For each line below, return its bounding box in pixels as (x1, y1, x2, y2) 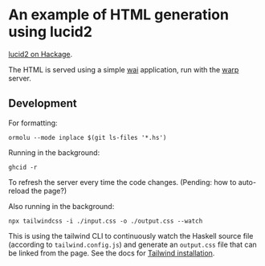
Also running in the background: (8, 201, 115, 211)
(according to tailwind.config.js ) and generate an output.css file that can (8, 239, 257, 249)
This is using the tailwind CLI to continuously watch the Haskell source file (8, 231, 254, 240)
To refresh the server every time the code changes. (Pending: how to (8, 177, 237, 186)
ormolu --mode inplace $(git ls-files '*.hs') (8, 133, 167, 141)
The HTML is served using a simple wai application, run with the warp (8, 64, 239, 74)
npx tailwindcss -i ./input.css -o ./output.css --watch (8, 217, 203, 225)
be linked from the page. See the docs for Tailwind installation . (8, 248, 215, 258)
